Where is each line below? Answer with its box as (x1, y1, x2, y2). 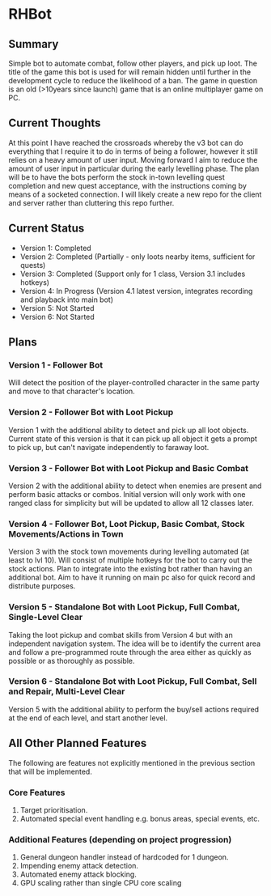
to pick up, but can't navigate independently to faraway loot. (8, 442, 210, 452)
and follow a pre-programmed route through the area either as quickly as (8, 647, 252, 656)
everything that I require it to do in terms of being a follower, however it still (8, 147, 259, 156)
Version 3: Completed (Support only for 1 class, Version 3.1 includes (19, 269, 246, 278)
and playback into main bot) (19, 295, 113, 304)
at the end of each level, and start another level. (8, 713, 168, 723)
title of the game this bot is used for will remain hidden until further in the (8, 67, 252, 77)
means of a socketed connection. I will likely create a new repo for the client (8, 189, 262, 199)
